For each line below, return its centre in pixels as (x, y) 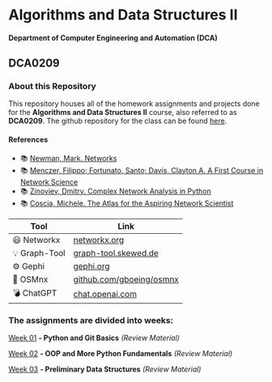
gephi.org (91, 266)
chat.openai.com (105, 295)
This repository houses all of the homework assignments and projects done (134, 104)
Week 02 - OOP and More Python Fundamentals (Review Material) (121, 353)
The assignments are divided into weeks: (91, 320)
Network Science (49, 182)
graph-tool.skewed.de (116, 253)
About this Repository (53, 87)
